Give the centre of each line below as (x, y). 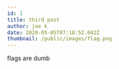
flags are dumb (29, 58)
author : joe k (28, 26)
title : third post (33, 20)
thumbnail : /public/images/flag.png (60, 39)
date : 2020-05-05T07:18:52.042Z (53, 32)
